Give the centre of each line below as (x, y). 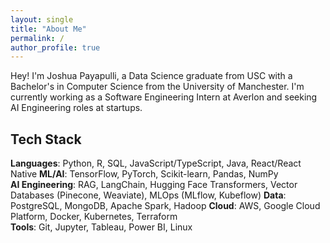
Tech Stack (46, 139)
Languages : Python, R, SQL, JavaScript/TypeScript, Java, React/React (156, 163)
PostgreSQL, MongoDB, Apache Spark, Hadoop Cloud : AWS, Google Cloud (165, 206)
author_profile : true (55, 47)
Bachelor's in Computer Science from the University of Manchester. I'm (157, 87)
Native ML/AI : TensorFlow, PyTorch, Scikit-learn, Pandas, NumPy (144, 174)
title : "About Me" (48, 29)
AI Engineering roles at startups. (76, 108)
